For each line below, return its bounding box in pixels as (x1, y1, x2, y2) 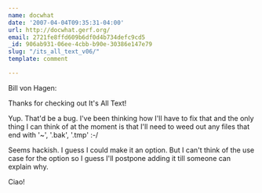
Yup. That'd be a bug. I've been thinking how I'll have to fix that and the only (8, 113, 254, 123)
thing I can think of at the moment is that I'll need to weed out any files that (8, 122, 250, 131)
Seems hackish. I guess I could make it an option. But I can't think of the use (8, 145, 255, 155)
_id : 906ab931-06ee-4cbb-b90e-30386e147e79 (8, 41, 153, 48)
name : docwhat (8, 11, 55, 20)
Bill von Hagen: (8, 83, 57, 92)
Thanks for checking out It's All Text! (8, 98, 127, 108)
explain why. (8, 162, 49, 171)
